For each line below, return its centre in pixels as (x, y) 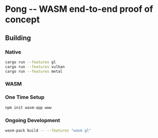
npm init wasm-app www (28, 107)
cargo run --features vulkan (35, 67)
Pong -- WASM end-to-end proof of (79, 9)
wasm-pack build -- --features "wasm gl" (48, 130)
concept (23, 20)
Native (13, 52)
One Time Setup (25, 97)
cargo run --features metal (34, 71)
